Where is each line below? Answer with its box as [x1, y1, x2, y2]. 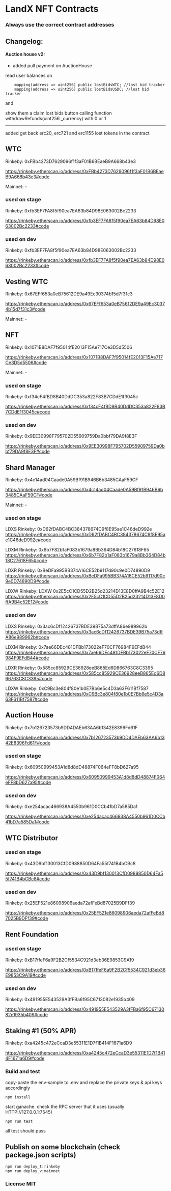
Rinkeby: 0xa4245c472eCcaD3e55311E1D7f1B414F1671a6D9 [5, 1040, 132, 1046]
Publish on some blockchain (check [5, 1143, 121, 1151]
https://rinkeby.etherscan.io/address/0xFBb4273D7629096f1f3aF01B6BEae [5, 168, 164, 174]
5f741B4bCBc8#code [5, 875, 50, 881]
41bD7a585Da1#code [5, 819, 50, 825]
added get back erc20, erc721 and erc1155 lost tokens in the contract [5, 130, 150, 136]
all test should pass [5, 1128, 46, 1134]
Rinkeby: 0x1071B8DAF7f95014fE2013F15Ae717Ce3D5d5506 [5, 344, 132, 350]
